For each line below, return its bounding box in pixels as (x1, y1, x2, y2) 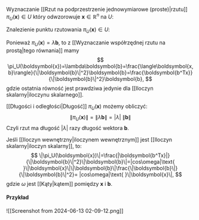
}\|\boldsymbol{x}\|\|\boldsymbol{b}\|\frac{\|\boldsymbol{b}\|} (23, 164, 178, 171)
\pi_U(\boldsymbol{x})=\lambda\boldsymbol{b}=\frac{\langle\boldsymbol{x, (7, 63, 194, 70)
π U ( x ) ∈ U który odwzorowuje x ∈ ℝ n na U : (6, 12, 114, 22)
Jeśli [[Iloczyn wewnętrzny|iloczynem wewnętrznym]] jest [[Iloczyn (6, 135, 172, 143)
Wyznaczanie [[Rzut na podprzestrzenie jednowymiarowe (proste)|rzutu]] (6, 6, 188, 13)
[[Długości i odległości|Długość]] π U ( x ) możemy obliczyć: (6, 103, 148, 111)
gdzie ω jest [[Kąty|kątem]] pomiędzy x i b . (6, 180, 112, 187)
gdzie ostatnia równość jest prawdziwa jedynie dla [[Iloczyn (6, 85, 154, 92)
